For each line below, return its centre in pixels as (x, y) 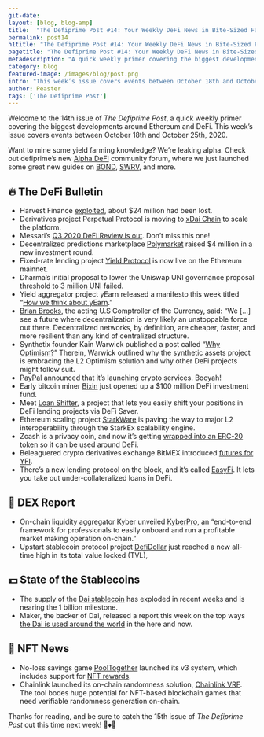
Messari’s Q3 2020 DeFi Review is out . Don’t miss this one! (115, 236)
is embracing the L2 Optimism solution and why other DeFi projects (128, 361)
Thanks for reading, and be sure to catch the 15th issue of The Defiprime (126, 716)
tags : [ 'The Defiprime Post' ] (58, 96)
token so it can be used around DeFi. (79, 444)
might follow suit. (47, 370)
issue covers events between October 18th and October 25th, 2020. (118, 135)
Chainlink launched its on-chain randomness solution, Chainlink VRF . (131, 684)
